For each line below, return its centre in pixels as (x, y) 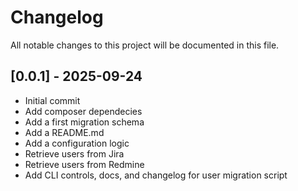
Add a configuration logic (77, 143)
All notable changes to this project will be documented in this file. (145, 45)
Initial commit (52, 100)
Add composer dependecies (83, 111)
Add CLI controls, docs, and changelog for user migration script (156, 175)
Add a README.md (64, 132)
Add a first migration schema (84, 122)
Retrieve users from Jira (74, 153)
